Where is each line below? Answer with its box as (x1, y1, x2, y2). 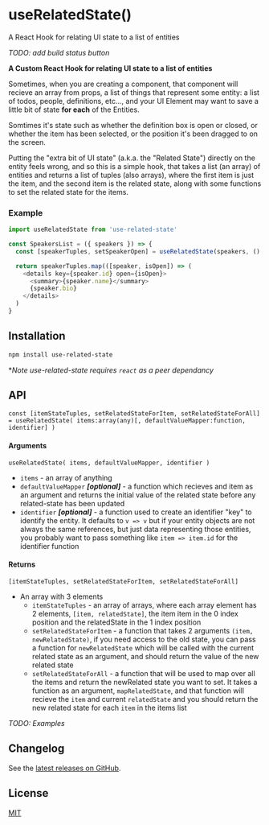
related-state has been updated (19, 498, 125, 508)
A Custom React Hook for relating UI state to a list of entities (8, 63, 213, 73)
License (8, 786, 49, 800)
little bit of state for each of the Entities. (8, 105, 140, 114)
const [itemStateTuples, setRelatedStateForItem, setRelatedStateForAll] (8, 410, 261, 418)
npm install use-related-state (8, 350, 113, 359)
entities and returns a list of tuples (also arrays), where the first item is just (8, 170, 255, 179)
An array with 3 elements (19, 592, 104, 601)
